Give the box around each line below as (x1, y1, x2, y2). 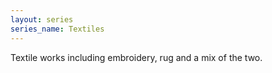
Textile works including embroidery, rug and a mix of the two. (10, 51, 263, 63)
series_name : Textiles (10, 24, 105, 34)
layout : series (10, 14, 74, 25)
